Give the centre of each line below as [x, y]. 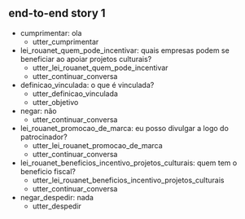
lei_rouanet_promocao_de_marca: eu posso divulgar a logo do [125, 128]
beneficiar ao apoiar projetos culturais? [86, 59]
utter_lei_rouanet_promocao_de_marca [97, 145]
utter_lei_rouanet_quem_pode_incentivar [100, 68]
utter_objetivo [55, 102]
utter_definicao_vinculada [75, 94]
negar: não [38, 111]
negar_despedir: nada [57, 197]
